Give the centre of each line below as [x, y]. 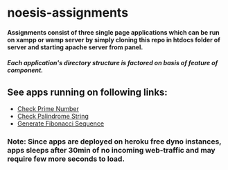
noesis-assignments [68, 13]
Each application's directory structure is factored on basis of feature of [113, 63]
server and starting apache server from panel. [75, 47]
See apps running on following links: [87, 92]
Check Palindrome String [53, 117]
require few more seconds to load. [66, 159]
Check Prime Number [48, 109]
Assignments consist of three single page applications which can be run [113, 32]
